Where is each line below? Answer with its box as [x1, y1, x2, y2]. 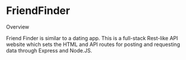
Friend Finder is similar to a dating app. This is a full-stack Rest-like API [6, 34, 178, 41]
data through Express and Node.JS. [6, 47, 93, 54]
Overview [6, 23, 29, 30]
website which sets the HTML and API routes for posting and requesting [6, 41, 180, 48]
